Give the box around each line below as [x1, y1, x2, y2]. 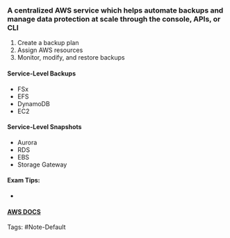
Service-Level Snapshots [7, 123, 82, 131]
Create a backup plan [17, 39, 79, 47]
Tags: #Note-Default [7, 223, 66, 231]
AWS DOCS [7, 207, 41, 216]
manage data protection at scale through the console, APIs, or [7, 14, 221, 24]
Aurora [17, 138, 38, 146]
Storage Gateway [17, 160, 67, 169]
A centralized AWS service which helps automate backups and [7, 6, 224, 15]
